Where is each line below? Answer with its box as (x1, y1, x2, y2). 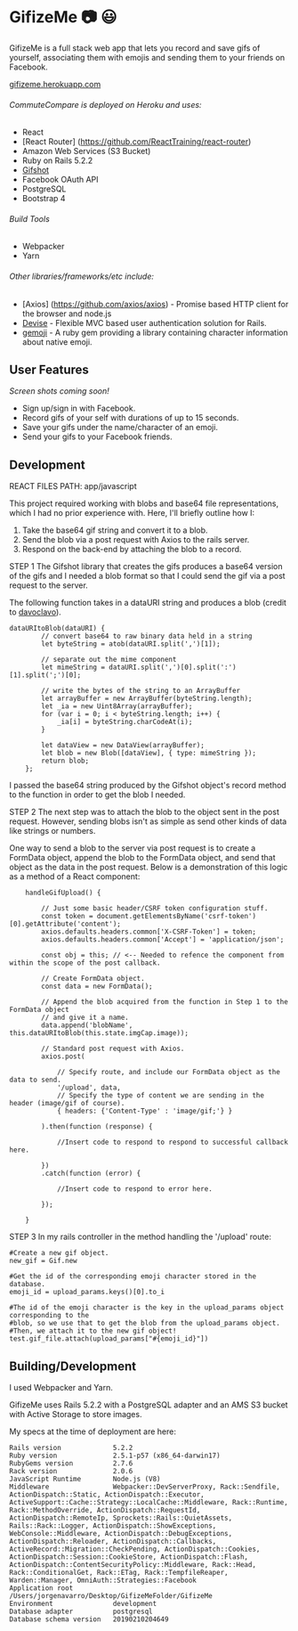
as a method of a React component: (9, 871, 141, 882)
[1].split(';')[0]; (9, 671, 82, 680)
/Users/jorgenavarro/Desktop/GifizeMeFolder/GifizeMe (9, 1591, 213, 1600)
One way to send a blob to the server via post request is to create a (9, 843, 256, 853)
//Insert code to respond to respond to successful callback (56, 1138, 289, 1147)
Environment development (9, 1599, 157, 1608)
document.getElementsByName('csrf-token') (96, 912, 256, 921)
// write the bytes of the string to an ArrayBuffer (41, 687, 241, 696)
